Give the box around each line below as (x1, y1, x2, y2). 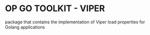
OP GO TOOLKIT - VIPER (5, 3, 105, 14)
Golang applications (5, 24, 45, 30)
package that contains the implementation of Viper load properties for (5, 19, 145, 25)
